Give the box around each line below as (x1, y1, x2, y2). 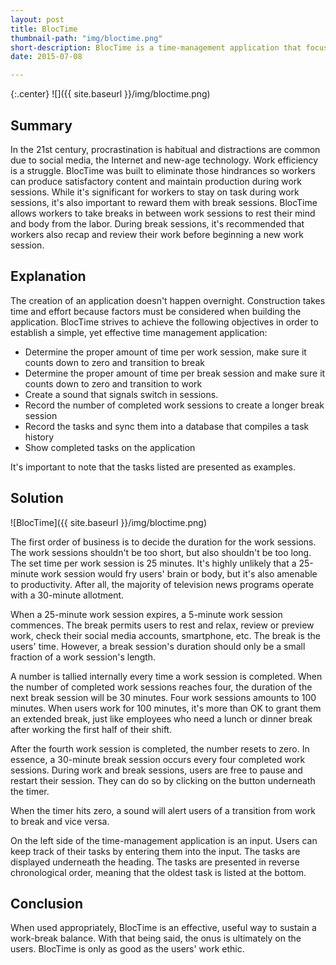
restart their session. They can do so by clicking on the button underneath (10, 774, 316, 786)
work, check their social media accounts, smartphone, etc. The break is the (10, 629, 321, 641)
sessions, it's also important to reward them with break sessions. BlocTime (10, 196, 318, 208)
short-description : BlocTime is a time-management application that (10, 42, 302, 53)
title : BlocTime (10, 24, 78, 34)
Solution (10, 490, 64, 507)
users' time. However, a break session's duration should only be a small (10, 640, 306, 652)
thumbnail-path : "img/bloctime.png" (10, 33, 163, 43)
